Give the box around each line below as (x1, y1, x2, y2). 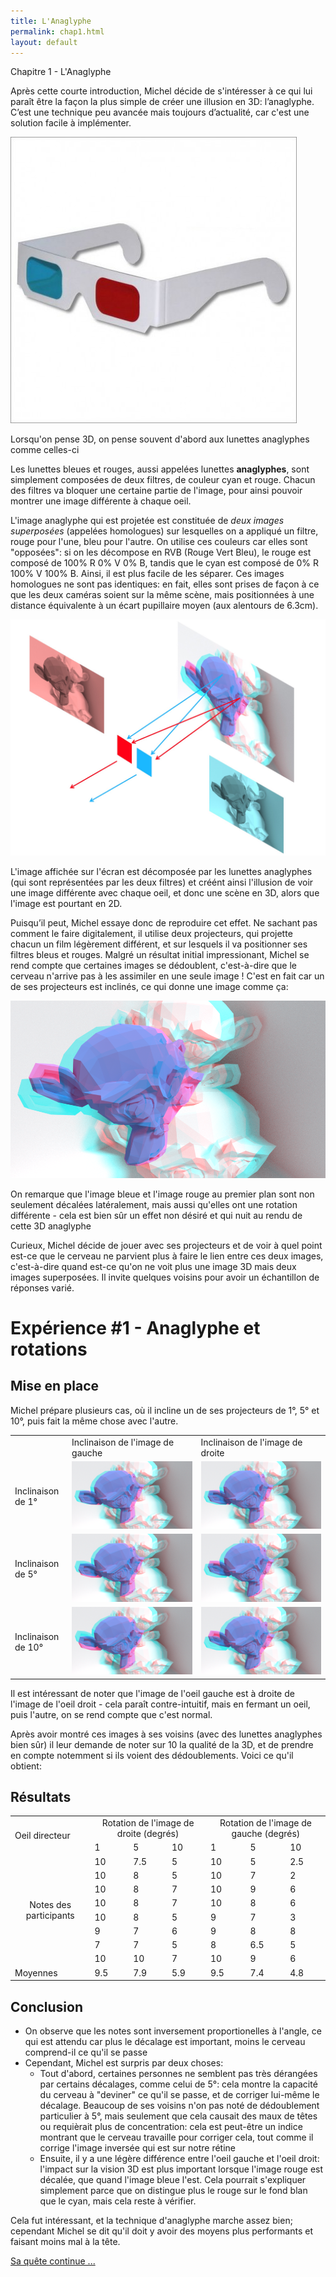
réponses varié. (10, 1281, 75, 1294)
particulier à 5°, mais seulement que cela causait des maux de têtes (39, 2110, 318, 2122)
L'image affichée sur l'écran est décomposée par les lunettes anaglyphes (10, 866, 313, 878)
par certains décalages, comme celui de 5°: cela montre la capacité (39, 2078, 318, 2090)
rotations (10, 1338, 88, 1361)
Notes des (29, 1899, 72, 1911)
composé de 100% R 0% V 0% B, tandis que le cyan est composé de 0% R (10, 557, 320, 569)
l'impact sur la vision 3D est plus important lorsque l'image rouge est (39, 2163, 324, 2175)
